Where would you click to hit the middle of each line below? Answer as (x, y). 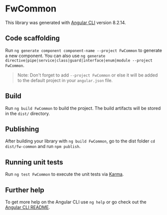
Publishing (22, 129)
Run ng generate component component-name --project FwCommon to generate (83, 50)
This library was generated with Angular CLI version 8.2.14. (66, 22)
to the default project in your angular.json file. (65, 80)
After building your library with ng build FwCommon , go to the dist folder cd (80, 141)
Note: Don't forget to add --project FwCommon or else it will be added (87, 75)
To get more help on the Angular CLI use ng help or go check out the (76, 202)
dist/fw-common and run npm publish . (43, 146)
